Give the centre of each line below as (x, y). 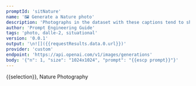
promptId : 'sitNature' (34, 11)
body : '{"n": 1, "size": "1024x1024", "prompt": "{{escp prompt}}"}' (92, 60)
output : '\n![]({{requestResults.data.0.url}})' (66, 44)
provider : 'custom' (30, 49)
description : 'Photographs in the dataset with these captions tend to (95, 22)
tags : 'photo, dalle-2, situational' (52, 33)
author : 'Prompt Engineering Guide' (50, 28)
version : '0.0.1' (27, 38)
